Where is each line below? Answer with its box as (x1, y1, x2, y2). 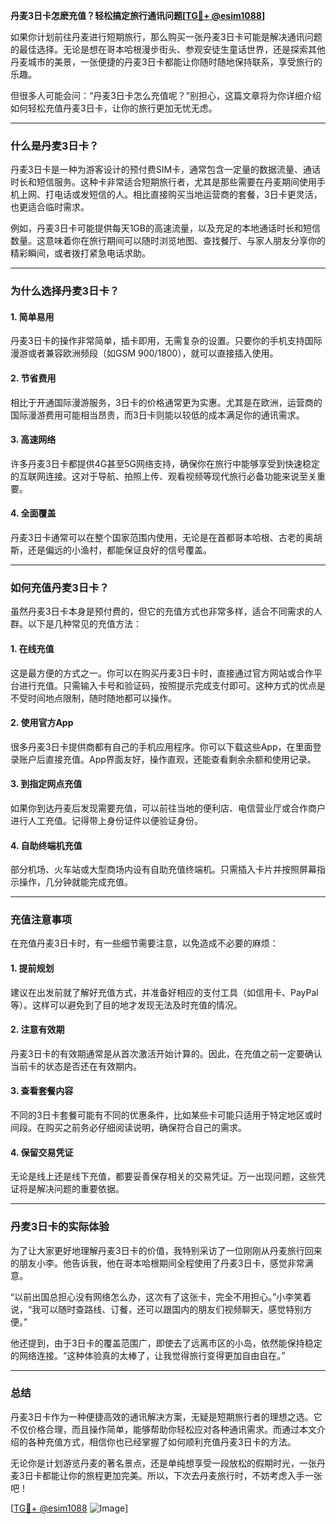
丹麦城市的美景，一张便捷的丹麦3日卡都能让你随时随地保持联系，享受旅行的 (10, 56, 323, 68)
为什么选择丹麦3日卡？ (10, 284, 120, 298)
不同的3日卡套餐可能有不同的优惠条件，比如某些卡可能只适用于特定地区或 (10, 1109, 314, 1121)
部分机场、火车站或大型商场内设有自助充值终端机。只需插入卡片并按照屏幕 (10, 864, 317, 876)
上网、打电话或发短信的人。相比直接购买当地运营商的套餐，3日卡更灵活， (18, 189, 323, 201)
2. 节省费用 (10, 372, 57, 384)
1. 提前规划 (10, 962, 55, 974)
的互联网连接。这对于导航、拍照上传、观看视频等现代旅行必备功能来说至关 (10, 470, 317, 482)
